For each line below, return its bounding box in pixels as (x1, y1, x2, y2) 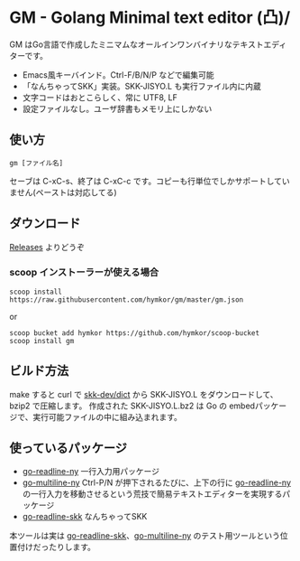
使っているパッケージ (9, 441, 128, 456)
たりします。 (48, 542, 96, 553)
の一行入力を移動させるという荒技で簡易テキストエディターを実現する (22, 489, 283, 500)
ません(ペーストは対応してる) (9, 186, 117, 198)
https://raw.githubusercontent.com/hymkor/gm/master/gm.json (9, 295, 244, 304)
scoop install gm (9, 336, 75, 345)
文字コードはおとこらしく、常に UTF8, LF (22, 91, 177, 103)
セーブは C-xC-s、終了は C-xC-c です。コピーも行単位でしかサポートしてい (9, 175, 290, 186)
